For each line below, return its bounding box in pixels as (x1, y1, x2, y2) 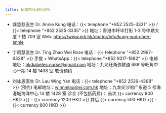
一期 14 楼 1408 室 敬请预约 (16, 67, 73, 74)
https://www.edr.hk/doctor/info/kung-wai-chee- (53, 33, 152, 39)
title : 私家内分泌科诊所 (5, 7, 50, 12)
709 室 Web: (27, 33, 53, 39)
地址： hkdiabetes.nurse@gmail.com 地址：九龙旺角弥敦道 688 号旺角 (12, 61, 154, 67)
